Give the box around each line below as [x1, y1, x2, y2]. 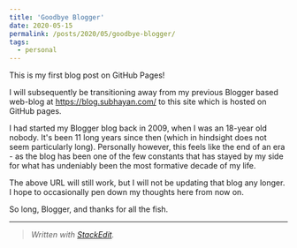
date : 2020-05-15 [9, 21, 73, 30]
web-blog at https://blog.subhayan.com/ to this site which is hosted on [9, 96, 267, 107]
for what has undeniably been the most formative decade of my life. [9, 161, 256, 171]
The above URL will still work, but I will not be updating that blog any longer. [9, 177, 286, 188]
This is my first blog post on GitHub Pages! [9, 70, 165, 80]
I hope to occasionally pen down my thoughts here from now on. [9, 187, 245, 198]
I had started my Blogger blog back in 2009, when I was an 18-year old [9, 123, 268, 133]
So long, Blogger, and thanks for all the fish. [9, 204, 169, 214]
